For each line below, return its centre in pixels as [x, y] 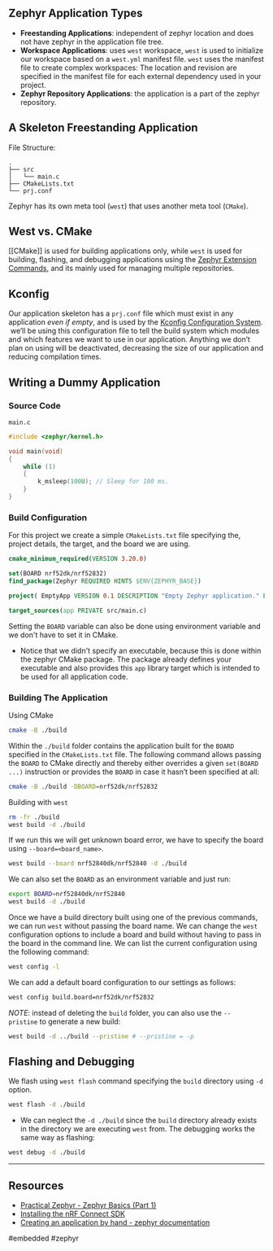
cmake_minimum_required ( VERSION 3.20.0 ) [78, 559]
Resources [36, 1185]
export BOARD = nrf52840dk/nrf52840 [67, 895]
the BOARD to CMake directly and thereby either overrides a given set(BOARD [133, 763]
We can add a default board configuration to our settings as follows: [122, 982]
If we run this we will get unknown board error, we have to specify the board [136, 840]
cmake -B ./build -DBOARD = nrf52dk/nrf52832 [83, 786]
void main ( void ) [36, 451]
